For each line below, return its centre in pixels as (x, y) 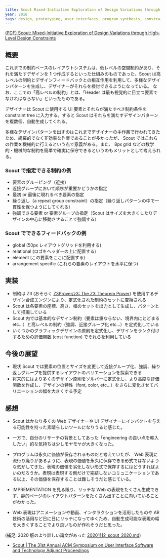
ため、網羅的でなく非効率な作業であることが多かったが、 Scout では (75, 138)
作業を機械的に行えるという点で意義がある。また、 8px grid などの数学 (82, 144)
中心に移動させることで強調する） (64, 219)
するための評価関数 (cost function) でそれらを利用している (72, 337)
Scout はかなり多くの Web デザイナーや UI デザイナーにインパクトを (82, 421)
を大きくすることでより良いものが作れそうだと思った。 (68, 525)
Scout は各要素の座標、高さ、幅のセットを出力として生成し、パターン (83, 306)
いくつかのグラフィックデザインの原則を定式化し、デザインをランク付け (86, 330)
